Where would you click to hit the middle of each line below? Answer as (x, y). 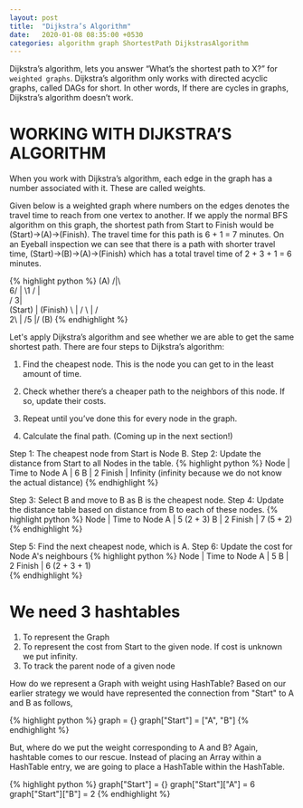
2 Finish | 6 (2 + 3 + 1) (50, 566)
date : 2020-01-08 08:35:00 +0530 (76, 34)
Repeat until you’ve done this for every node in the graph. (130, 418)
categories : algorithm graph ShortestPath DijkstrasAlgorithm (129, 43)
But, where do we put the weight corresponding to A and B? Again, (134, 747)
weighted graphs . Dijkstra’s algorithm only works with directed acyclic (139, 79)
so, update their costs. (64, 401)
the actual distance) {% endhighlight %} (84, 483)
